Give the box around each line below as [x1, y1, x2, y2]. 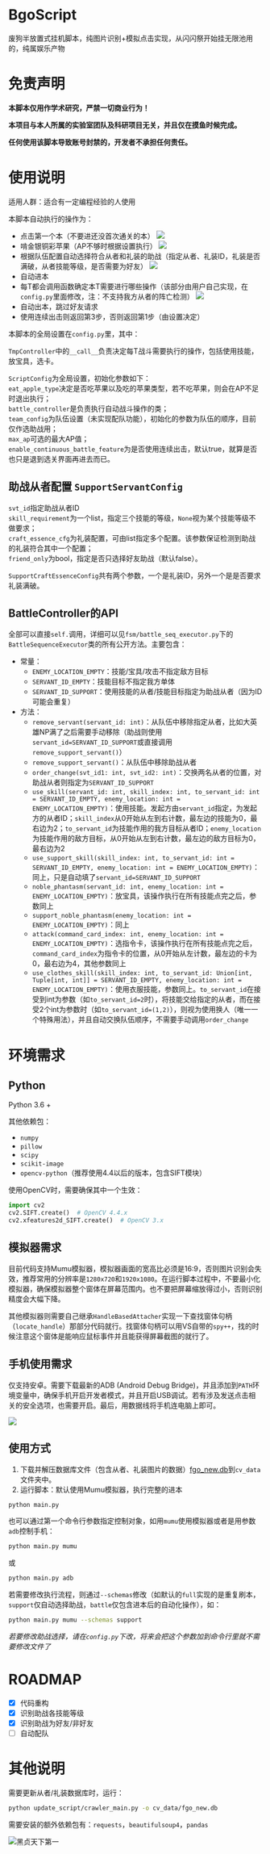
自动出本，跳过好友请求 [19, 301, 98, 312]
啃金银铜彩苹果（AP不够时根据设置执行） [19, 241, 157, 251]
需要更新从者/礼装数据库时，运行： [8, 1788, 125, 1798]
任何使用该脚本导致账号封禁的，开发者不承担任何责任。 [8, 137, 192, 147]
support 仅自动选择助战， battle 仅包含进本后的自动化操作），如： [8, 1600, 222, 1609]
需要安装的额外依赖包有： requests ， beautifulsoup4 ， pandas [8, 1820, 209, 1829]
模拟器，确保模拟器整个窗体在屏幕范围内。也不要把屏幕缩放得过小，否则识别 [8, 1283, 263, 1293]
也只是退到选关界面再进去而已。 [8, 454, 114, 463]
